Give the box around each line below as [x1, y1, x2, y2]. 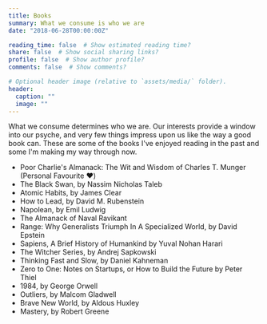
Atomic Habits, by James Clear [19, 188, 122, 198]
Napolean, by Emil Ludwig [19, 205, 106, 215]
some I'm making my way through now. [8, 147, 137, 156]
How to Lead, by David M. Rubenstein [19, 196, 145, 206]
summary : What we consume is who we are [8, 19, 145, 27]
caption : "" [15, 93, 56, 101]
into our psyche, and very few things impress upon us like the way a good [8, 130, 252, 140]
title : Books [8, 11, 52, 20]
